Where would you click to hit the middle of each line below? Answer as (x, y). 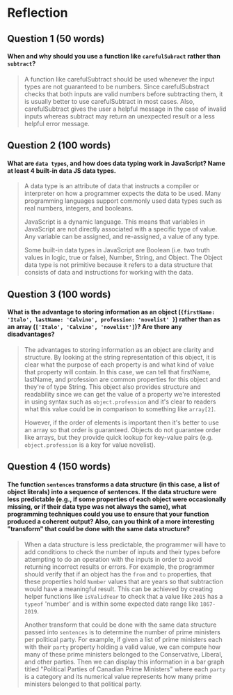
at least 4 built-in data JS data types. (62, 170)
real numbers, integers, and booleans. (79, 208)
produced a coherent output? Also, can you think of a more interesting (111, 521)
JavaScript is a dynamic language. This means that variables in (114, 222)
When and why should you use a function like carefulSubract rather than (114, 56)
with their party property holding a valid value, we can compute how (122, 647)
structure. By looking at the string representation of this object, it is (120, 357)
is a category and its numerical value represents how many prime (118, 676)
